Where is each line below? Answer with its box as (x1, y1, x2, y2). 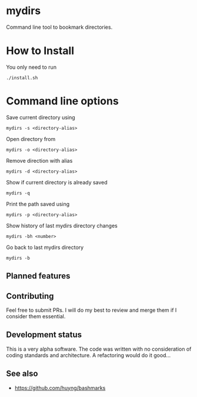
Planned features (6, 271, 71, 281)
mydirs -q (6, 190, 31, 196)
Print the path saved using (6, 200, 70, 207)
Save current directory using (6, 113, 75, 121)
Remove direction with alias (6, 157, 73, 164)
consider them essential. (6, 313, 66, 320)
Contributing (6, 291, 54, 301)
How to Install (6, 44, 75, 58)
